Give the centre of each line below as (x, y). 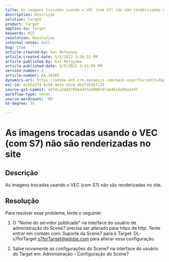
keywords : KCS (20, 33)
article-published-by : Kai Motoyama (44, 61)
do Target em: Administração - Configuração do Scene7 (71, 254)
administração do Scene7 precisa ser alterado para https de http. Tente (87, 228)
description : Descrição (30, 15)
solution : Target (23, 19)
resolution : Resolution (30, 38)
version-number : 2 (24, 71)
